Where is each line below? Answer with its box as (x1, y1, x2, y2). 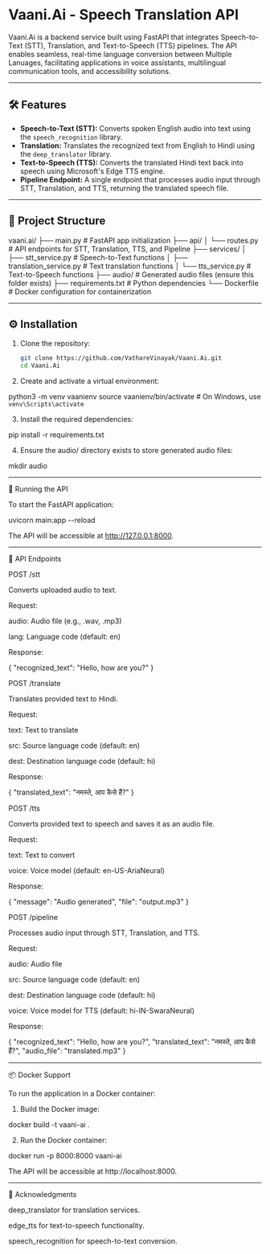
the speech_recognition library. (19, 132, 123, 141)
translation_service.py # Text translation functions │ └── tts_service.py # (8, 261, 252, 271)
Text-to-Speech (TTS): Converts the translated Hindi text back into (19, 157, 243, 167)
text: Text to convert (8, 850, 76, 860)
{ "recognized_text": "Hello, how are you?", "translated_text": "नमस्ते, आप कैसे (8, 1037, 256, 1047)
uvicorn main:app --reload (8, 516, 96, 525)
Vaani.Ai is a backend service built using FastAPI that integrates (8, 32, 219, 42)
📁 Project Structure (8, 214, 106, 228)
